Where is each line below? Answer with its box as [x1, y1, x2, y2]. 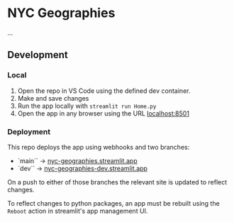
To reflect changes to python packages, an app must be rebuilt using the [7, 199, 220, 207]
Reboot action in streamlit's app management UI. [7, 206, 148, 215]
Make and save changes [17, 94, 89, 102]
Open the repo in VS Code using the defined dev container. [17, 87, 191, 95]
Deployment [7, 126, 51, 136]
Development [7, 49, 69, 61]
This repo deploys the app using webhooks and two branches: [7, 143, 190, 151]
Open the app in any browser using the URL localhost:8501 [17, 109, 190, 118]
